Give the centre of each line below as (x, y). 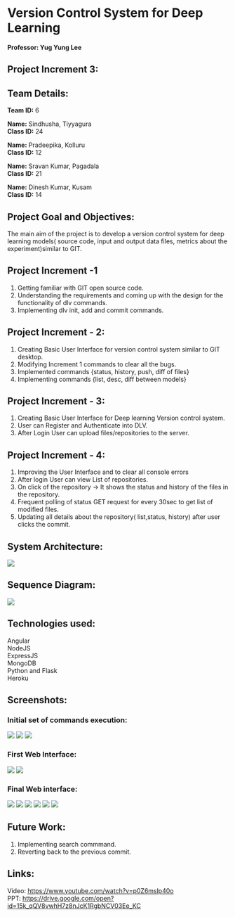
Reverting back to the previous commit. (74, 852)
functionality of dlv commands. (62, 302)
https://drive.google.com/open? (68, 898)
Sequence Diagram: (52, 585)
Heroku (18, 678)
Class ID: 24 (25, 132)
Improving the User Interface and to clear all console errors (103, 472)
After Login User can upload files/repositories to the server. (103, 433)
